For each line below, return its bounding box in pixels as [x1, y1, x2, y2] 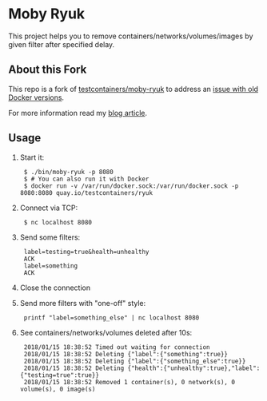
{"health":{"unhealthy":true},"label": [127, 364, 261, 372]
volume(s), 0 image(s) [19, 385, 96, 393]
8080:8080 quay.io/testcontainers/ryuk [19, 189, 153, 197]
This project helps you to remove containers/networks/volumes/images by [8, 31, 253, 41]
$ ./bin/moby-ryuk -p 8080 [23, 168, 114, 176]
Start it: [19, 153, 45, 162]
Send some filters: [19, 232, 81, 242]
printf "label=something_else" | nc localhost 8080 [23, 313, 200, 322]
